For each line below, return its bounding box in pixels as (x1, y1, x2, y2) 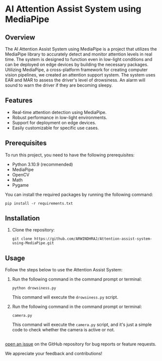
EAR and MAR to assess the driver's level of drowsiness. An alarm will (5, 77, 145, 83)
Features (5, 96, 33, 105)
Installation (5, 214, 40, 223)
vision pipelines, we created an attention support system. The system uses (5, 72, 156, 77)
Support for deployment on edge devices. (12, 119, 97, 125)
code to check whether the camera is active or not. (12, 327, 115, 333)
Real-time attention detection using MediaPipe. (12, 109, 107, 115)
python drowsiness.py (12, 286, 56, 291)
